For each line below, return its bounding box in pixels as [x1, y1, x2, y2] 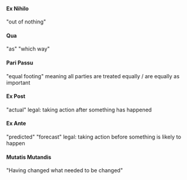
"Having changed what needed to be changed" [6, 167, 123, 174]
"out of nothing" [6, 18, 46, 25]
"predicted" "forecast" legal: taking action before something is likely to [6, 133, 182, 141]
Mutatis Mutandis [6, 154, 52, 161]
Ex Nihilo [6, 5, 29, 12]
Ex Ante [6, 120, 26, 127]
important [6, 79, 31, 86]
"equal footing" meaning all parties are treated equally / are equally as [6, 72, 180, 79]
